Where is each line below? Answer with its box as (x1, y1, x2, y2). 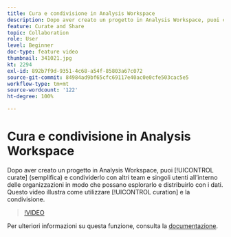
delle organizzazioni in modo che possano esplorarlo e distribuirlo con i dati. (7, 180, 223, 189)
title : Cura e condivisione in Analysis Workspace (7, 10, 155, 17)
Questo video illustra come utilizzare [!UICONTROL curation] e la (7, 188, 190, 196)
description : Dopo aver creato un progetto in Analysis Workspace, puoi (7, 16, 220, 23)
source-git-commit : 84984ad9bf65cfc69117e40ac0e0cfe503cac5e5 (7, 74, 189, 81)
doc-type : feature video (7, 49, 78, 56)
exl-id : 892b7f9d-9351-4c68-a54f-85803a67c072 (7, 67, 143, 74)
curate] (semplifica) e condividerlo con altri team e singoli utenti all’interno (7, 173, 218, 181)
